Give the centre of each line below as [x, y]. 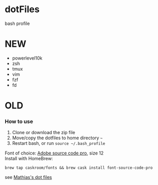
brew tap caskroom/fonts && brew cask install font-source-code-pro [79, 168]
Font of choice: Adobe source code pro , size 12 [54, 153]
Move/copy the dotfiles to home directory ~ [57, 138]
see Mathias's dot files [28, 177]
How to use [19, 121]
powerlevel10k [27, 58]
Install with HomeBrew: [29, 159]
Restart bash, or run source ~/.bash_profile [58, 143]
